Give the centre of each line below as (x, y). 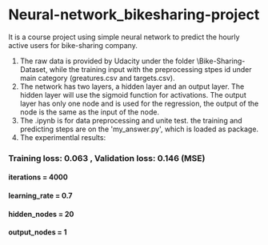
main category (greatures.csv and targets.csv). (98, 78)
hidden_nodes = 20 (41, 214)
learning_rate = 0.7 (41, 196)
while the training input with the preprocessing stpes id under (150, 69)
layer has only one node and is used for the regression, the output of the (139, 103)
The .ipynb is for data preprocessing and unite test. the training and (131, 120)
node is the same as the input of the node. (90, 112)
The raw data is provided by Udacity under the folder (107, 61)
